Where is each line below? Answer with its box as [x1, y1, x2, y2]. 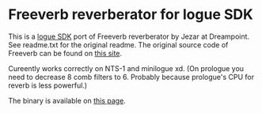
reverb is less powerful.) [8, 81, 88, 90]
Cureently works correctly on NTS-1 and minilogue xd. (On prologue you [8, 63, 244, 73]
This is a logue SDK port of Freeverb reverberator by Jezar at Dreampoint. [8, 32, 250, 41]
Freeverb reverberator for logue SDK [8, 6, 253, 24]
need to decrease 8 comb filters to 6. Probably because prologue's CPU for [8, 72, 255, 81]
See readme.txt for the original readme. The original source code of [8, 40, 229, 49]
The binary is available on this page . [8, 96, 127, 105]
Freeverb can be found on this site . [8, 48, 123, 58]
